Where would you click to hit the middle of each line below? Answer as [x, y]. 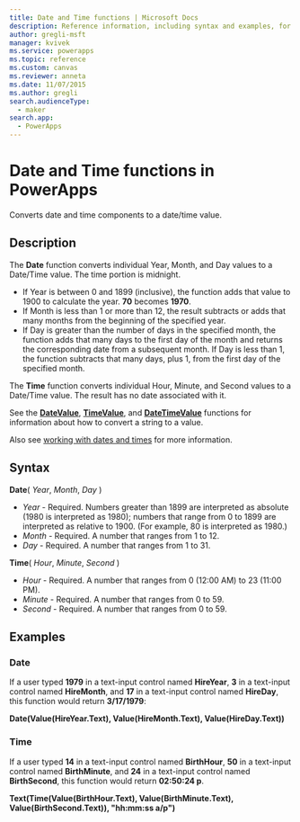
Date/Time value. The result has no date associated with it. [118, 395]
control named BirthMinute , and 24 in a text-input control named [130, 771]
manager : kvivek [40, 43]
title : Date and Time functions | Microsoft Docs [104, 18]
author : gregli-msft [48, 34]
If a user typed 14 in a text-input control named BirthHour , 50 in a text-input [150, 762]
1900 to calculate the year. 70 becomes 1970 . [106, 301]
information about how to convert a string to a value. [106, 422]
